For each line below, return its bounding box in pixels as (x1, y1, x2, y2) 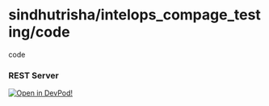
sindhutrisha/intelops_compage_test (8, 6, 261, 24)
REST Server (8, 70, 59, 81)
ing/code (8, 23, 70, 41)
